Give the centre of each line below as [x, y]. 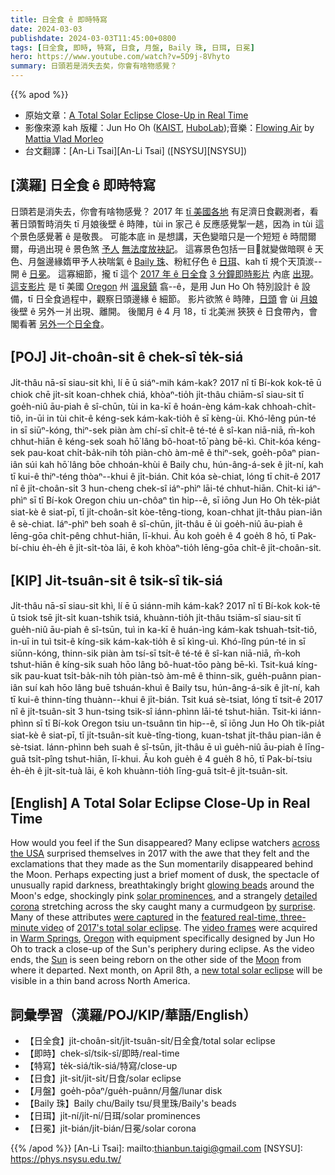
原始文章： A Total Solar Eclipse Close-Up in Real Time [136, 115]
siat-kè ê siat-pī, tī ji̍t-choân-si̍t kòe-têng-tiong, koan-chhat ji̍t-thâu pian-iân [166, 512]
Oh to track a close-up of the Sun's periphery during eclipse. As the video [162, 949]
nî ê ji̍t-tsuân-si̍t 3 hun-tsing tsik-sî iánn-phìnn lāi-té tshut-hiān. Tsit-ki [154, 712]
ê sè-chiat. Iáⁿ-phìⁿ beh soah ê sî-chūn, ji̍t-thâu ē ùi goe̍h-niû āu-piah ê [156, 523]
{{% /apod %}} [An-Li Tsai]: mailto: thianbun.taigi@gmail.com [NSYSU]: [156, 1148]
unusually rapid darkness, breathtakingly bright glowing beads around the [162, 885]
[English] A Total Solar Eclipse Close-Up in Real [160, 802]
